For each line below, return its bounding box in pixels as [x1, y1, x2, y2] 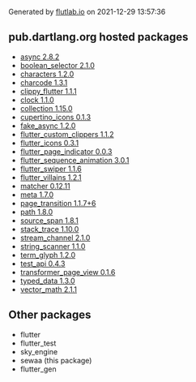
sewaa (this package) [19, 355, 92, 365]
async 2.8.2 [19, 52, 60, 62]
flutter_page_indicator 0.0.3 [19, 146, 113, 157]
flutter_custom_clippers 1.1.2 [19, 129, 115, 139]
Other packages [8, 308, 92, 322]
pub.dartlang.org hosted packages [8, 30, 189, 44]
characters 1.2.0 [19, 69, 75, 79]
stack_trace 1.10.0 [19, 224, 79, 234]
